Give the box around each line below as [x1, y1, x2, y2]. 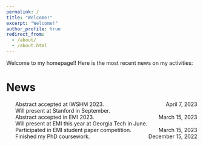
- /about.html [12, 43, 47, 49]
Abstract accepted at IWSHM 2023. [15, 101, 104, 108]
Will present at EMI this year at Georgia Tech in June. [15, 119, 148, 127]
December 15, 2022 [148, 133, 198, 140]
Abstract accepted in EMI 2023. [15, 113, 95, 121]
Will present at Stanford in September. [15, 107, 111, 114]
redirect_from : [6, 32, 45, 38]
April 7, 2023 [165, 101, 198, 108]
